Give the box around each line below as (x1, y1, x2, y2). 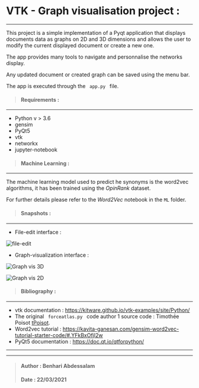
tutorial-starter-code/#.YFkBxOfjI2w (14, 331, 104, 338)
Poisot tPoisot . (14, 319, 50, 326)
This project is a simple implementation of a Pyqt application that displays (6, 29, 186, 36)
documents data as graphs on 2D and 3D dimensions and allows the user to (6, 35, 191, 43)
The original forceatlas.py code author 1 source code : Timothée (14, 312, 179, 320)
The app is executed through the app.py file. (6, 82, 119, 89)
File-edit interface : (14, 228, 62, 235)
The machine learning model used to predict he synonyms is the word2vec (6, 179, 189, 186)
